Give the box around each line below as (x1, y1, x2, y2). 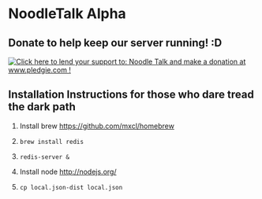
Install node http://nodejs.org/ (19, 167, 117, 176)
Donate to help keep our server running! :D (8, 36, 223, 50)
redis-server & (19, 153, 70, 161)
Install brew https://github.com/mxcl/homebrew (19, 121, 175, 131)
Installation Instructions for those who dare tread (8, 88, 254, 101)
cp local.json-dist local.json (19, 183, 123, 191)
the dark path (8, 100, 77, 114)
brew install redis (19, 138, 84, 146)
